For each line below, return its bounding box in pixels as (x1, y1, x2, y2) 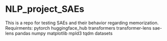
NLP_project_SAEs (5, 3, 85, 15)
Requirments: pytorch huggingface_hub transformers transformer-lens (5, 25, 152, 31)
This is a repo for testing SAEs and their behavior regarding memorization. (5, 20, 159, 26)
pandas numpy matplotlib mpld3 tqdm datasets (15, 30, 113, 36)
